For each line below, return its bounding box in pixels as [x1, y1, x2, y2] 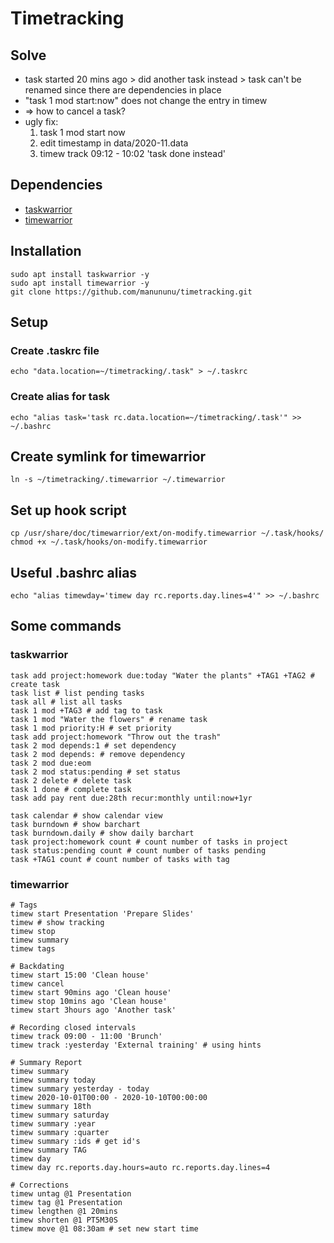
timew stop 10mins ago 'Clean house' [10, 997, 168, 1007]
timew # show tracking [10, 918, 105, 928]
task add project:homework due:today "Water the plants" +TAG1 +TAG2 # [10, 670, 315, 681]
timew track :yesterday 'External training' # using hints [10, 1040, 262, 1051]
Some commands [10, 618, 122, 635]
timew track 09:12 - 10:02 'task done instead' [39, 148, 226, 159]
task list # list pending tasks [10, 688, 145, 698]
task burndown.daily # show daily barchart [10, 828, 195, 838]
